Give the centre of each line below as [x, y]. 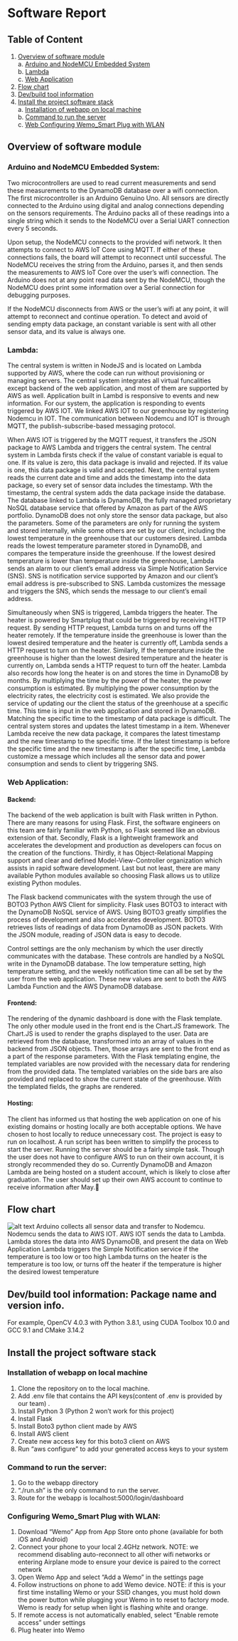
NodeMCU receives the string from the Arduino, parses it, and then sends [115, 264]
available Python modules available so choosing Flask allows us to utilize [114, 876]
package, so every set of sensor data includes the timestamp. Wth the [110, 485]
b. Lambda [33, 72]
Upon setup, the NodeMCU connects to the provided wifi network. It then [115, 242]
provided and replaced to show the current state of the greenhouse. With [114, 1079]
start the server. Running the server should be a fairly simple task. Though [116, 1149]
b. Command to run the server [62, 117]
